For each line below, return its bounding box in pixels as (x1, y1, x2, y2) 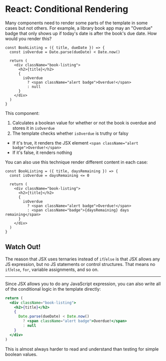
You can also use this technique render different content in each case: (5, 159, 148, 165)
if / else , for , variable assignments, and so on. (5, 266, 99, 272)
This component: (5, 110, 40, 116)
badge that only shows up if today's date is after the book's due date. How (5, 30, 157, 36)
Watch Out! (5, 243, 41, 251)
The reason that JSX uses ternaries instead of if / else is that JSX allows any (5, 256, 161, 262)
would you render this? (5, 36, 52, 42)
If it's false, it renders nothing (12, 150, 73, 155)
